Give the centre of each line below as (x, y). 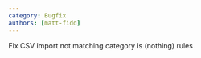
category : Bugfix (37, 15)
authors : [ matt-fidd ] (45, 23)
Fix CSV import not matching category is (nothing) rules (100, 45)
